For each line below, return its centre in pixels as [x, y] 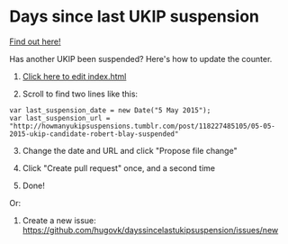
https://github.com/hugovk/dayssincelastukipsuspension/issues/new [150, 230]
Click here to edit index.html [74, 76]
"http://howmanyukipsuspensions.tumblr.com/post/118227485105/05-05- [143, 126]
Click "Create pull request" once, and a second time [119, 167]
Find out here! [35, 41]
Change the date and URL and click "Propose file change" [130, 150]
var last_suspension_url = [60, 118]
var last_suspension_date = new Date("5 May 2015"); [110, 110]
